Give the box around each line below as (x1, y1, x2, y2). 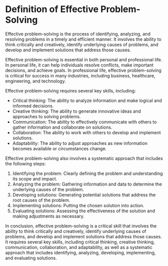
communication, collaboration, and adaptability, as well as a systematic (5, 244, 152, 250)
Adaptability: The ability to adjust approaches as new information (12, 140, 147, 146)
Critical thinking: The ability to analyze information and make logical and (12, 97, 162, 104)
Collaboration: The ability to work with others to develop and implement (12, 129, 161, 135)
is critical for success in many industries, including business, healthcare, (5, 72, 156, 78)
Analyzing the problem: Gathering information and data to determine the (12, 181, 162, 187)
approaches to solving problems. (12, 113, 81, 119)
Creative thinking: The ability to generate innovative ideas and (12, 108, 141, 114)
